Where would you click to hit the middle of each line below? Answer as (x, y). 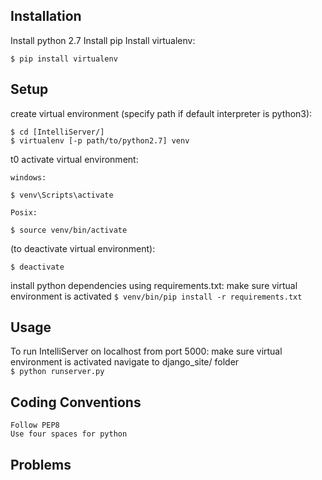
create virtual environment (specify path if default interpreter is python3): (161, 113)
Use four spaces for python (69, 434)
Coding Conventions (76, 402)
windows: (28, 177)
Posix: (24, 212)
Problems (41, 464)
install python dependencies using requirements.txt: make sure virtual (154, 285)
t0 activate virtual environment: (74, 159)
